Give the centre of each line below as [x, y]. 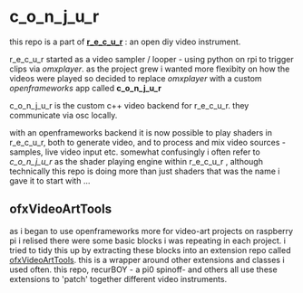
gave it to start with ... [50, 180]
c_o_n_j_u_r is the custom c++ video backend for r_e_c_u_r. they [129, 105]
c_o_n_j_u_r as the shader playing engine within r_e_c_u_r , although [136, 161]
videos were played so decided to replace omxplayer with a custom [136, 78]
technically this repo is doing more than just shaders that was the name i [145, 171]
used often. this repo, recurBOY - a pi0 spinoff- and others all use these [144, 269]
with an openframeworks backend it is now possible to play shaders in [141, 132]
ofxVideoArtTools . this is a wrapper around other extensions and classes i [147, 260]
